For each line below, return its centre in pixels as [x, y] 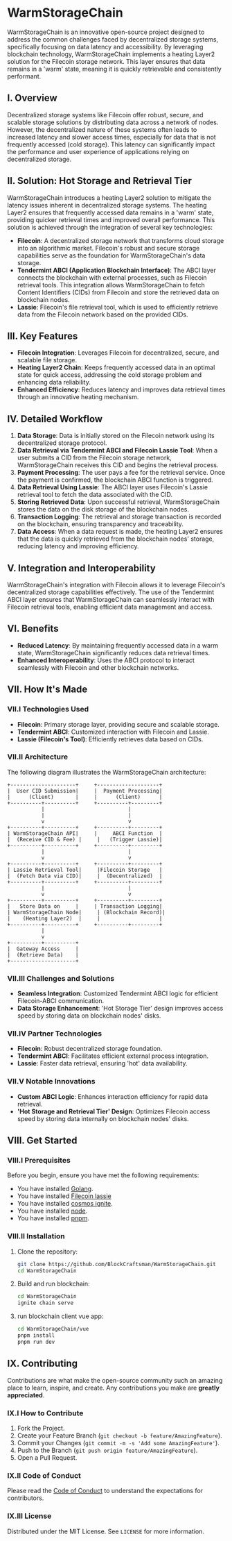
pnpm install [36, 1336]
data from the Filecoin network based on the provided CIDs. [102, 314]
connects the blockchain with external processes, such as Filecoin [112, 277]
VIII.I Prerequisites [39, 1160]
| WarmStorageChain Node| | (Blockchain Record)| [87, 912]
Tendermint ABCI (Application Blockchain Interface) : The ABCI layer [116, 270]
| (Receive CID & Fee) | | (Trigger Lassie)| [85, 839]
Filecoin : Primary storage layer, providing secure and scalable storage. [118, 724]
